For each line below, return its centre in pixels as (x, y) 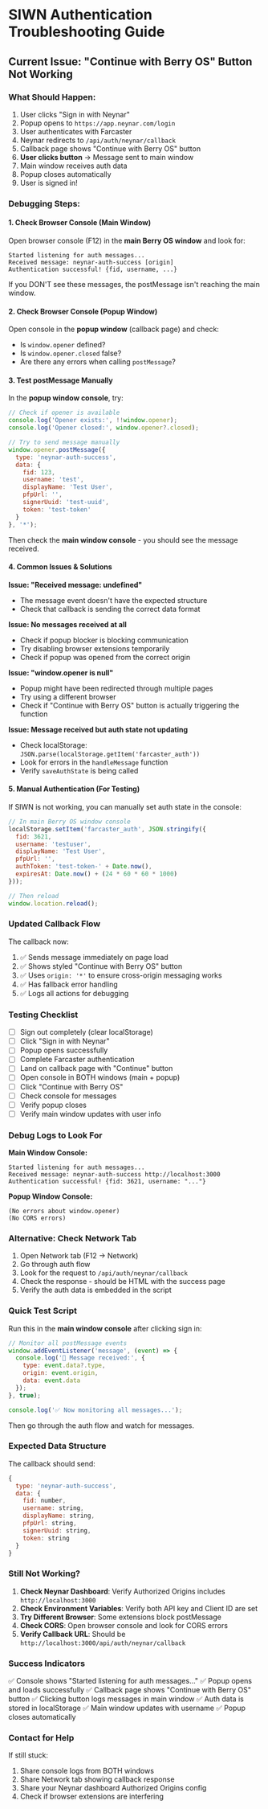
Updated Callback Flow (55, 924)
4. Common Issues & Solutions (60, 567)
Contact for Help (41, 1737)
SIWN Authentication (80, 15)
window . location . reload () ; (53, 903)
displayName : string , (59, 1516)
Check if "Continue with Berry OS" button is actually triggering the (130, 705)
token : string (46, 1538)
